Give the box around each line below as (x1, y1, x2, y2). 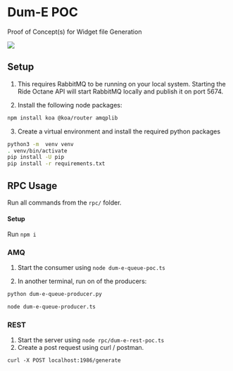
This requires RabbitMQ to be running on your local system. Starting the (17, 79, 227, 88)
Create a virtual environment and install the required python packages (17, 127, 220, 136)
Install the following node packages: (17, 100, 122, 109)
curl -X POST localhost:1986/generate (7, 357, 121, 364)
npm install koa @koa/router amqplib (7, 114, 118, 122)
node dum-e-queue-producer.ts (7, 304, 96, 311)
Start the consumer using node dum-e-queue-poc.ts (17, 263, 165, 272)
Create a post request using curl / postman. (17, 344, 144, 352)
